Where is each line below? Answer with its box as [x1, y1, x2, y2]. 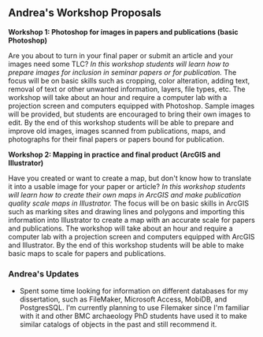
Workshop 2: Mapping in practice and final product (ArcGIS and [8, 150, 220, 159]
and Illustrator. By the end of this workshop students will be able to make [8, 240, 244, 250]
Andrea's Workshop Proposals [8, 6, 161, 20]
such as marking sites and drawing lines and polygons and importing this [8, 206, 246, 216]
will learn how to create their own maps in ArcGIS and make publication [8, 190, 242, 199]
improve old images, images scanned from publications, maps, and [8, 126, 226, 135]
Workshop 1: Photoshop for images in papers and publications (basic [8, 27, 239, 36]
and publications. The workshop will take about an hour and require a [8, 224, 234, 233]
